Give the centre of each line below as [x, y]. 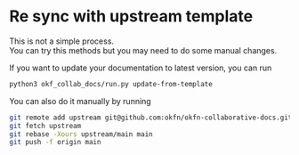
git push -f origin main [55, 143]
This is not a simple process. [61, 41]
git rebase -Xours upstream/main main [81, 134]
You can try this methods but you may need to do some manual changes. [143, 50]
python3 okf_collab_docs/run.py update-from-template [111, 84]
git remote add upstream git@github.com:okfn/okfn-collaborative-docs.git [151, 118]
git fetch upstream [45, 126]
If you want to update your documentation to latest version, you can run [141, 68]
